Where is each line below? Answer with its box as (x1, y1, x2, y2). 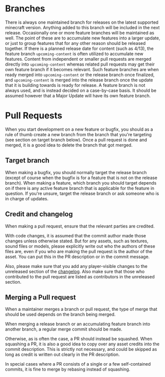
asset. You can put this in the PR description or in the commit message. (5, 254, 150, 260)
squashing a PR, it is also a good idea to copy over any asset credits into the (5, 341, 160, 347)
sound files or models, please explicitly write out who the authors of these (5, 243, 155, 249)
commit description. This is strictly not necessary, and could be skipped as (5, 346, 157, 352)
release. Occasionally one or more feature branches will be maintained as (5, 30, 154, 36)
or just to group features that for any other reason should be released (5, 40, 146, 46)
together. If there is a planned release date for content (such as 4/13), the (5, 45, 154, 51)
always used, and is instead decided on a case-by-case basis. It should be (5, 87, 157, 93)
